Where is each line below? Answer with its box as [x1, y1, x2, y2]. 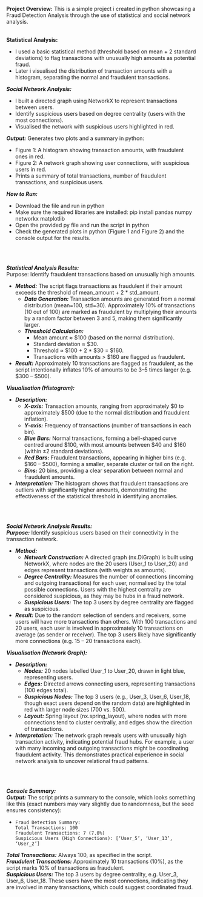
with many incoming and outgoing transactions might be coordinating [15, 745, 189, 752]
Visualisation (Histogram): [6, 384, 75, 392]
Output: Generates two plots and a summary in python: [6, 135, 144, 142]
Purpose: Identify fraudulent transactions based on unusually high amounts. [6, 271, 196, 278]
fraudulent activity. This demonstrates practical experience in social [15, 751, 185, 758]
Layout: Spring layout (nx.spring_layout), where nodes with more [24, 712, 187, 719]
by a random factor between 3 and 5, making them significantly [24, 315, 183, 322]
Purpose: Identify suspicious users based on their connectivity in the [6, 529, 179, 536]
